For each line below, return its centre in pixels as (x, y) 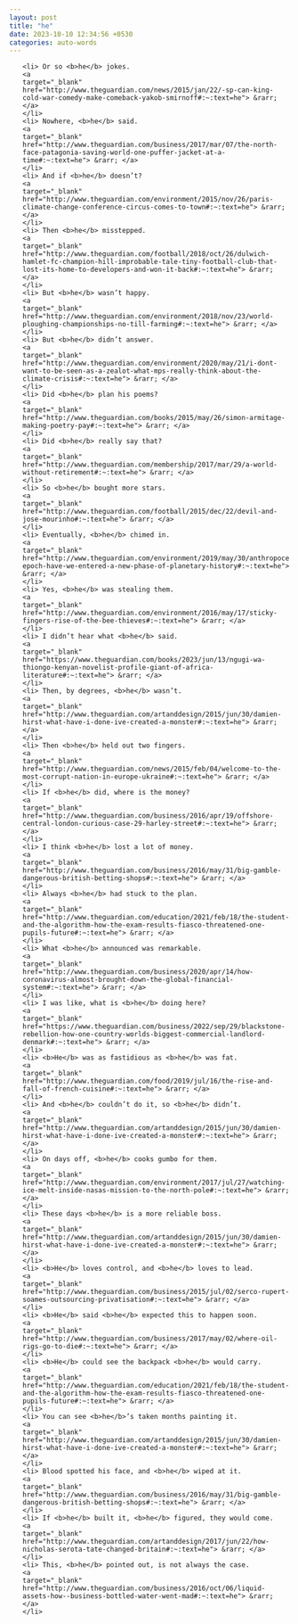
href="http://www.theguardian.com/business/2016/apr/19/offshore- (148, 816)
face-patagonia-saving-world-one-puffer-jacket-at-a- (124, 153)
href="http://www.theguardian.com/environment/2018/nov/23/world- (148, 317)
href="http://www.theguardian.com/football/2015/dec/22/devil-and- (149, 512)
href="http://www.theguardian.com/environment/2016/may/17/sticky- (149, 613)
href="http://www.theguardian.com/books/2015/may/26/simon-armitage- (154, 418)
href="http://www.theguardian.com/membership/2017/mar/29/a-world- (149, 465)
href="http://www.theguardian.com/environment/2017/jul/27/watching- (154, 1183)
